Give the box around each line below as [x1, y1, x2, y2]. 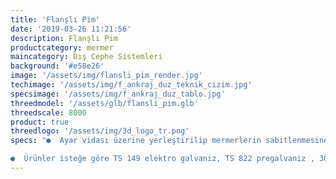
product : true [10, 117, 70, 127]
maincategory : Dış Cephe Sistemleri [10, 52, 163, 62]
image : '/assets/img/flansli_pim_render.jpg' [10, 71, 203, 81]
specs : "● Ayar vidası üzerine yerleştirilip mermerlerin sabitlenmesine [10, 136, 329, 146]
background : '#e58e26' [10, 61, 105, 71]
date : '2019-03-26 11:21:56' [10, 24, 132, 34]
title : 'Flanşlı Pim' [10, 14, 101, 25]
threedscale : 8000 [10, 107, 87, 118]
